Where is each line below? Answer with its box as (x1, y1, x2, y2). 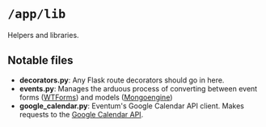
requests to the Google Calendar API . (19, 109, 144, 119)
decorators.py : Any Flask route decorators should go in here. (19, 75, 225, 85)
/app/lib (7, 6, 66, 22)
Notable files (7, 53, 74, 67)
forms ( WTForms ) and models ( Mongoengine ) (19, 92, 173, 102)
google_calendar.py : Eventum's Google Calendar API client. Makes (19, 100, 244, 111)
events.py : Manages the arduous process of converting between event (19, 83, 258, 93)
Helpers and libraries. (7, 30, 79, 40)
